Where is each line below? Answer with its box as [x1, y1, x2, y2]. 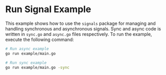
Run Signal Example [5, 4, 91, 15]
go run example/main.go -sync [5, 65, 70, 70]
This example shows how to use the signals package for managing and [5, 20, 156, 26]
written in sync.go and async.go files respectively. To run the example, [5, 31, 152, 37]
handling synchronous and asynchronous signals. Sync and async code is [5, 25, 161, 31]
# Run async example [5, 46, 50, 51]
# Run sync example [5, 60, 47, 65]
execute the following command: [5, 36, 74, 43]
